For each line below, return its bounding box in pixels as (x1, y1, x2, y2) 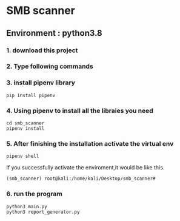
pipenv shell (6, 153, 39, 160)
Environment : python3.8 (6, 28, 102, 38)
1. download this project (6, 46, 78, 55)
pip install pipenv (6, 92, 56, 98)
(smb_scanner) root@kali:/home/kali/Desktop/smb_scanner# (6, 175, 156, 182)
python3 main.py (6, 203, 47, 209)
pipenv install (6, 126, 45, 132)
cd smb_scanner (6, 120, 45, 126)
